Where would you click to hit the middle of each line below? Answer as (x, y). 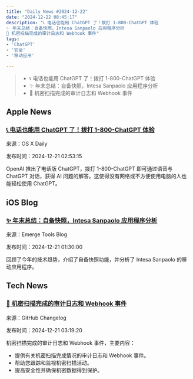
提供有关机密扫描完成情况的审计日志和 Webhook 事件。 (82, 355)
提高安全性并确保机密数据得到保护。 (59, 370)
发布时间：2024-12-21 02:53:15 (44, 156)
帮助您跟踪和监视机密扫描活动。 (53, 362)
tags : (13, 39)
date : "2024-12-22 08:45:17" (42, 17)
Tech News (27, 286)
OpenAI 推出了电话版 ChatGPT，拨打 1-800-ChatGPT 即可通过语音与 (89, 169)
